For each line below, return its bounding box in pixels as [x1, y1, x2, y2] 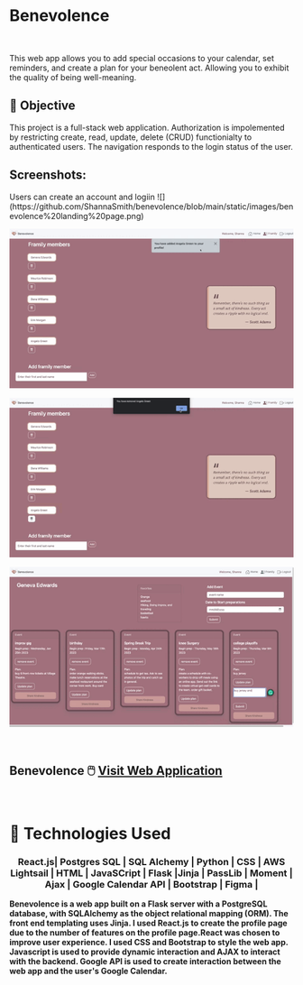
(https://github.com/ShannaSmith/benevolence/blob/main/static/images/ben [9, 200, 294, 212]
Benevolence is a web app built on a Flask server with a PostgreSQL [9, 898, 268, 909]
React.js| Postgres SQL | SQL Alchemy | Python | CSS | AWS [17, 855, 286, 868]
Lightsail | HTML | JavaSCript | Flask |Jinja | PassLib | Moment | [10, 867, 293, 879]
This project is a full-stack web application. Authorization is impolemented [9, 122, 286, 133]
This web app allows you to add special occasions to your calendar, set [9, 52, 275, 63]
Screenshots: [9, 168, 87, 183]
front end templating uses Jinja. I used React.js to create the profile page [9, 917, 288, 929]
